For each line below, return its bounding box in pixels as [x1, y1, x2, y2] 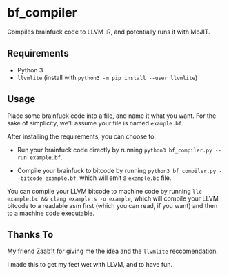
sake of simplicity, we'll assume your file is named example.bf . [7, 119, 184, 127]
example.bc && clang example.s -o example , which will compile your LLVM [7, 194, 219, 203]
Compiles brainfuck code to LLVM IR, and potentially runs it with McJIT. [7, 28, 210, 36]
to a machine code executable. [7, 209, 95, 217]
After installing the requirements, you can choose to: [7, 132, 157, 141]
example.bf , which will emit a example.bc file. [45, 174, 172, 182]
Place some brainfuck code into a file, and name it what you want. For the [7, 112, 217, 120]
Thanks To [7, 229, 54, 241]
